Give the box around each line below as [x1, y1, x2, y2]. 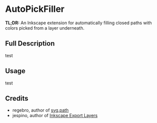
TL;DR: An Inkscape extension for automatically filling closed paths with [5, 20, 152, 26]
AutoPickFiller [5, 3, 65, 15]
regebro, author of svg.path [12, 107, 69, 113]
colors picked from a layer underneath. [5, 25, 85, 31]
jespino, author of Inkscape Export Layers [12, 113, 98, 119]
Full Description [5, 40, 55, 48]
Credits [5, 94, 29, 102]
